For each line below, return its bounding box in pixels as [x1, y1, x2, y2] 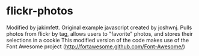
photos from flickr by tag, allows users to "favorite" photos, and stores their [6, 30, 194, 37]
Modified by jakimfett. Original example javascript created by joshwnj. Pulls [6, 24, 192, 31]
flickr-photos [6, 4, 73, 18]
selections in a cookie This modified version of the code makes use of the [6, 36, 189, 43]
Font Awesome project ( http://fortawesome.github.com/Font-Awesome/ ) [6, 43, 185, 50]
